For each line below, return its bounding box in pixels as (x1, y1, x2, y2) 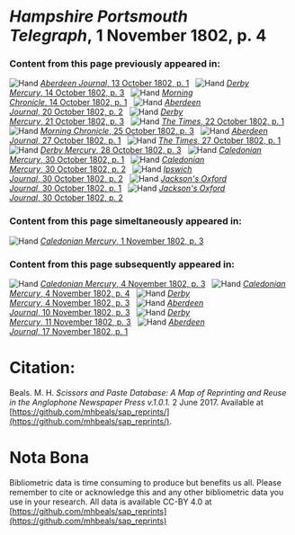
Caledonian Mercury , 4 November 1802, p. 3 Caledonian (40, 279, 286, 290)
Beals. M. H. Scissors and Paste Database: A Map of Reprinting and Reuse (9, 388, 287, 398)
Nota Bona (9, 448, 90, 468)
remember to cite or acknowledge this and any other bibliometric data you (9, 486, 284, 497)
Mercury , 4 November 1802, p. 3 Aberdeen (9, 298, 204, 308)
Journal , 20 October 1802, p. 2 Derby (9, 106, 183, 118)
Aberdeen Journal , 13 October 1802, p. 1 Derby (40, 78, 250, 89)
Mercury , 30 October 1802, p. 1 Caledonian (9, 155, 205, 165)
